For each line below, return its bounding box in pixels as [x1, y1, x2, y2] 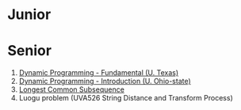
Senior [7, 42, 52, 60]
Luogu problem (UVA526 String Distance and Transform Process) [18, 93, 233, 103]
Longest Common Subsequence [18, 85, 124, 94]
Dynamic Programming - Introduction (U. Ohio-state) [18, 77, 191, 86]
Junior [7, 6, 52, 24]
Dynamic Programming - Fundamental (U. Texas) [18, 68, 179, 78]
